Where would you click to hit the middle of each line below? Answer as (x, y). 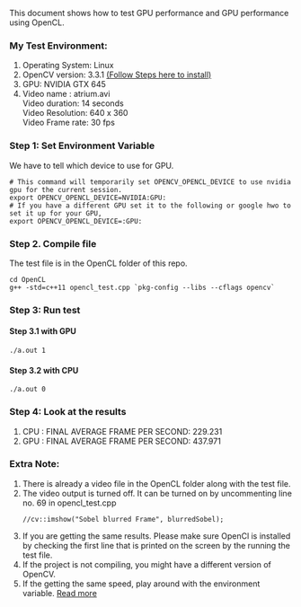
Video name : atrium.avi (66, 94)
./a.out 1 (28, 351)
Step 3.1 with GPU (43, 331)
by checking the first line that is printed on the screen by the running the (156, 545)
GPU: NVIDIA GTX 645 (64, 84)
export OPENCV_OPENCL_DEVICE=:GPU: (76, 221)
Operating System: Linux (68, 66)
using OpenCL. (37, 22)
